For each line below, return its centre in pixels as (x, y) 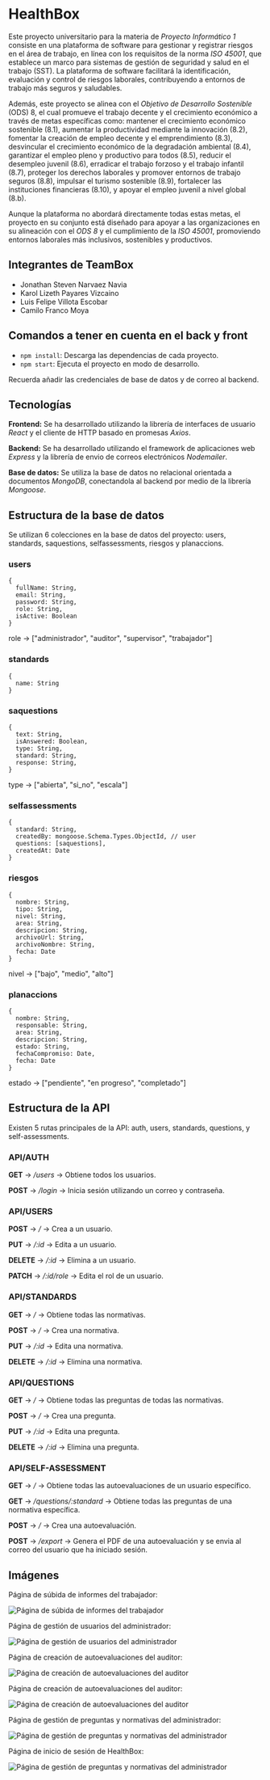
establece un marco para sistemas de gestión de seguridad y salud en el (129, 62)
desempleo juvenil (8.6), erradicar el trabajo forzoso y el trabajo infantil (126, 163)
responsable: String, (52, 1025)
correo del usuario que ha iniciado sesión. (78, 1550)
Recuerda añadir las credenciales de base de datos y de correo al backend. (134, 379)
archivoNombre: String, (55, 944)
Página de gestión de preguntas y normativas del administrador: (115, 1720)
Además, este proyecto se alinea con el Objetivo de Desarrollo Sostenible (130, 103)
